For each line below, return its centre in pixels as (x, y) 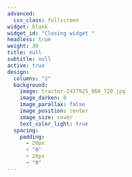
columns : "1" (32, 78)
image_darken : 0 (43, 98)
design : (18, 72)
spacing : (26, 130)
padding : (32, 137)
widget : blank (28, 26)
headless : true (29, 40)
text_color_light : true (54, 124)
